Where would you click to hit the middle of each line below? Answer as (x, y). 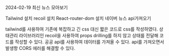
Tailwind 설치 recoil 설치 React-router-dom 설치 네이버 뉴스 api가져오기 (78, 18)
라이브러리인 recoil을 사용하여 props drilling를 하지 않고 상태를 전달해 (89, 35)
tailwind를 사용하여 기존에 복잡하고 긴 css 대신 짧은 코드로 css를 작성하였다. (82, 29)
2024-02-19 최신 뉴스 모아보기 (37, 7)
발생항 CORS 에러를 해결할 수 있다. (40, 48)
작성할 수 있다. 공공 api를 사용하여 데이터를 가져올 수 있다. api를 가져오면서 (89, 42)
